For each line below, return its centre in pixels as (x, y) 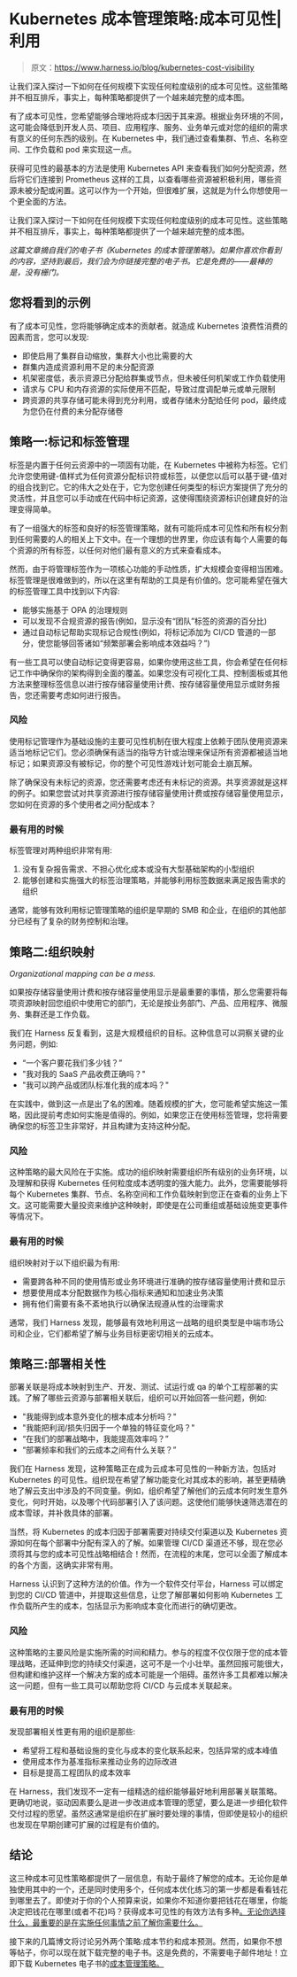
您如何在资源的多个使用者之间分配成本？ (83, 804)
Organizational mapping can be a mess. (83, 973)
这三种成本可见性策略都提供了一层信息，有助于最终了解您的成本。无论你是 (145, 1878)
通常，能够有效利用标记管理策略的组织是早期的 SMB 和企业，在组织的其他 (144, 911)
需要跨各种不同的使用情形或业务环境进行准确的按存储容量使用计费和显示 (153, 1281)
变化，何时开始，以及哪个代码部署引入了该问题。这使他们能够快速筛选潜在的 (148, 1502)
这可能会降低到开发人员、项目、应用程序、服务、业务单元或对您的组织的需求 (148, 127)
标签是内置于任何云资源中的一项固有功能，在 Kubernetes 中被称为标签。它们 (148, 465)
